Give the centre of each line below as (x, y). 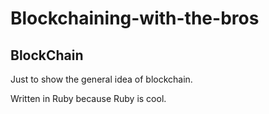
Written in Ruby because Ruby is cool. (88, 98)
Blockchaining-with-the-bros (135, 18)
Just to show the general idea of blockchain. (101, 79)
